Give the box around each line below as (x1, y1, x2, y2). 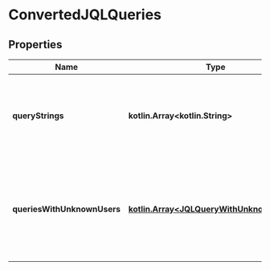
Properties (8, 38, 63, 51)
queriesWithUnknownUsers (12, 203, 121, 215)
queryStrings (12, 110, 64, 121)
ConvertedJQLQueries (8, 6, 162, 24)
